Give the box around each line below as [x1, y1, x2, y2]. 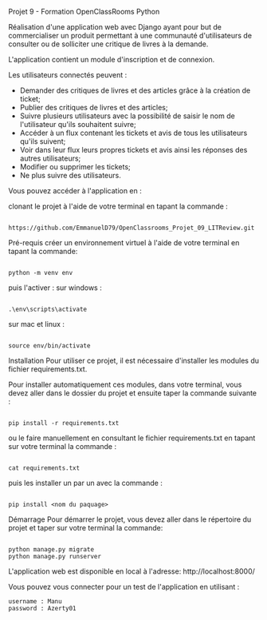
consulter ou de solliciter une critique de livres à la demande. [8, 39, 209, 49]
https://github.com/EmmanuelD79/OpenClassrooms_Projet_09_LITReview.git [8, 224, 255, 232]
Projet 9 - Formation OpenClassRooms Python [8, 7, 160, 16]
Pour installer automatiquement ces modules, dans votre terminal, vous [8, 380, 242, 389]
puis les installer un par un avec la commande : [8, 479, 163, 487]
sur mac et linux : [8, 320, 65, 328]
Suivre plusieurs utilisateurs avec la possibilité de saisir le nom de [19, 111, 235, 121]
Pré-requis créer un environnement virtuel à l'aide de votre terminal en [8, 238, 240, 247]
